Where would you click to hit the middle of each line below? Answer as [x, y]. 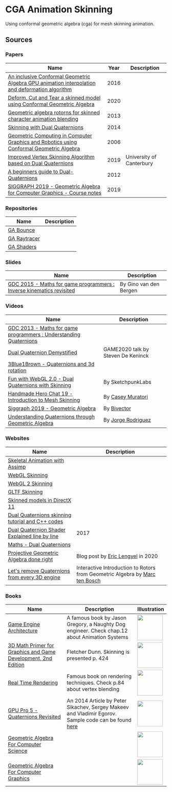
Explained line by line [33, 536]
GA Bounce [21, 230]
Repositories [21, 208]
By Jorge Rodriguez [127, 420]
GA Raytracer [24, 238]
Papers [14, 54]
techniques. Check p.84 [95, 683]
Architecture [23, 631]
